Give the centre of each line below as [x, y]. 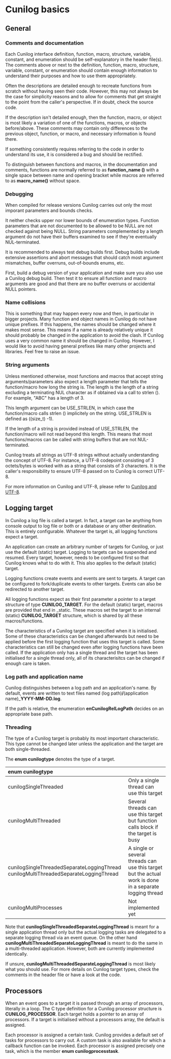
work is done [144, 880]
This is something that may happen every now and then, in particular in [80, 314]
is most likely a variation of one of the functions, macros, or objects [76, 123]
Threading [19, 727]
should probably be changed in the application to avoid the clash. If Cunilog [84, 335]
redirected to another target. [35, 589]
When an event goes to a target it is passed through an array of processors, [85, 1003]
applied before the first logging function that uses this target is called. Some [85, 641]
